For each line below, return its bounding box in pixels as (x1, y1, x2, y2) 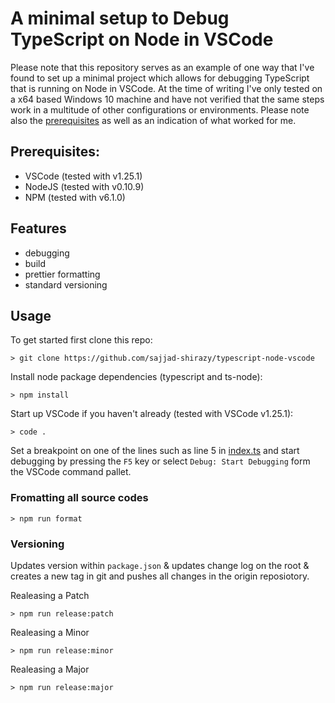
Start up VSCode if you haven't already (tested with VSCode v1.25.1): (10, 408, 294, 420)
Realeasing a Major (10, 663, 90, 675)
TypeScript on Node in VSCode (10, 28, 274, 51)
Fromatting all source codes (10, 491, 149, 505)
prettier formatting (24, 268, 101, 280)
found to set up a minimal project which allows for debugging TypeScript (10, 72, 310, 84)
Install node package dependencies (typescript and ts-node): (10, 371, 263, 383)
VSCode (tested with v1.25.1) (24, 170, 143, 182)
